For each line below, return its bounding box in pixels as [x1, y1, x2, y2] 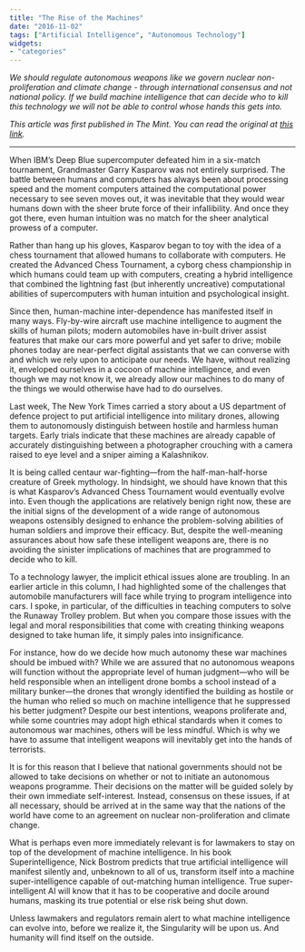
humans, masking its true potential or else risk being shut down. [9, 896, 249, 906]
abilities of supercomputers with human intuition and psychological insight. [9, 289, 290, 299]
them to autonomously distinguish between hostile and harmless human [9, 420, 279, 431]
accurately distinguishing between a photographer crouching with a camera [9, 440, 293, 451]
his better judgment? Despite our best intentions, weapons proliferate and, [9, 705, 288, 716]
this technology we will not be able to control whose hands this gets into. [9, 101, 283, 112]
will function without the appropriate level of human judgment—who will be [9, 666, 290, 678]
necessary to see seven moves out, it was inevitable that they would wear [9, 193, 286, 205]
